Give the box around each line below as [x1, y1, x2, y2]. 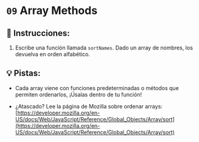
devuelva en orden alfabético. [15, 51, 90, 58]
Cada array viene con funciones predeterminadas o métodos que [15, 84, 180, 91]
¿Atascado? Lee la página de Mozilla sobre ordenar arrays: [15, 102, 163, 110]
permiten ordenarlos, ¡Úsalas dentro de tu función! [15, 91, 142, 98]
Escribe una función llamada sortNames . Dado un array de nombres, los [15, 44, 194, 51]
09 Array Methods [6, 4, 98, 18]
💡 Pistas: [6, 68, 41, 79]
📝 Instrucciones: [6, 28, 70, 38]
